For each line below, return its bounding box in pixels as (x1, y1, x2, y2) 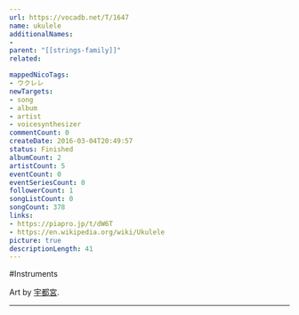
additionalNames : (9, 29, 74, 38)
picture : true (9, 236, 62, 245)
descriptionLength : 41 (9, 244, 93, 254)
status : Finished (9, 145, 74, 154)
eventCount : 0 (9, 170, 62, 179)
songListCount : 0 (9, 195, 74, 204)
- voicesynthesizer (9, 120, 82, 129)
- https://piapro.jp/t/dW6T (9, 219, 114, 228)
